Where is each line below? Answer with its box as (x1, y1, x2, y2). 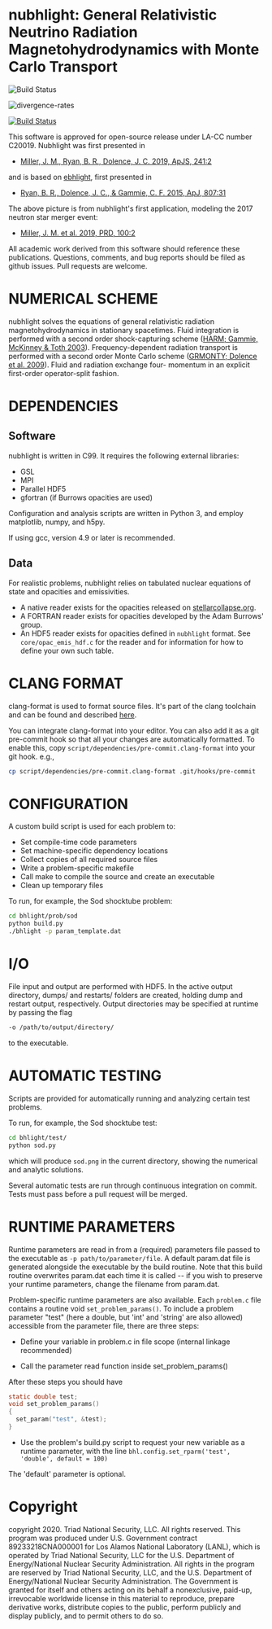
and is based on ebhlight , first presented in (8, 172, 152, 182)
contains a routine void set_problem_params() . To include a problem (8, 1303, 234, 1313)
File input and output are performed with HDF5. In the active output (8, 982, 233, 991)
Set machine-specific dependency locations (19, 846, 169, 856)
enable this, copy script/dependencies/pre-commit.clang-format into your (8, 742, 256, 752)
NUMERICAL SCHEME (8, 290, 158, 309)
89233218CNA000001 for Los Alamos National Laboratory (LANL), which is (8, 1541, 261, 1552)
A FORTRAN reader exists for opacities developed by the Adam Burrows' (19, 611, 264, 620)
